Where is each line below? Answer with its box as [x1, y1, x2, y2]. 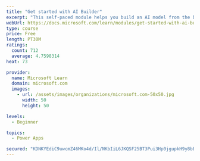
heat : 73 [6, 58, 28, 64]
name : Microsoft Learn [11, 75, 68, 81]
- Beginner [11, 119, 39, 125]
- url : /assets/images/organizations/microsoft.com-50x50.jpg [17, 92, 174, 98]
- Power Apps [11, 135, 44, 141]
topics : [6, 129, 26, 136]
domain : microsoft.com [11, 80, 68, 86]
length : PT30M [6, 36, 42, 42]
